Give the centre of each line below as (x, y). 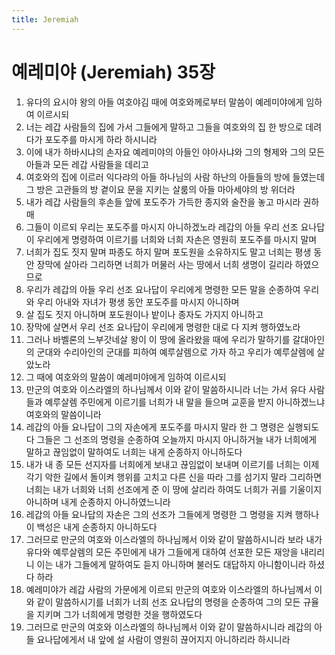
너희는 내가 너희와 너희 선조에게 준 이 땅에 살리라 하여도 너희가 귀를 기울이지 (174, 489)
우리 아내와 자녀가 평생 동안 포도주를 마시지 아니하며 (138, 302)
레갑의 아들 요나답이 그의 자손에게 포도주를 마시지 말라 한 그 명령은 (155, 427)
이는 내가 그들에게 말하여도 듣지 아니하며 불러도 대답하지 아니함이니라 (171, 564)
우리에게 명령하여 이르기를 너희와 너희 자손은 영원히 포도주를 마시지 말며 (177, 239)
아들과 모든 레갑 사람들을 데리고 (87, 164)
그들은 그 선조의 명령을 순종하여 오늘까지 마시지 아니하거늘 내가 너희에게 (177, 439)
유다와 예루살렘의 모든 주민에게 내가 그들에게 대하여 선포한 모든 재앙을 (162, 552)
